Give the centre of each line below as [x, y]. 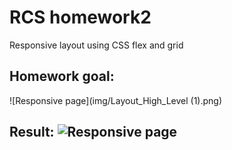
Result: [32, 132]
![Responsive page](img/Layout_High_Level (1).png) [116, 100]
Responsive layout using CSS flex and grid [96, 45]
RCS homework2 [80, 17]
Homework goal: [62, 76]
